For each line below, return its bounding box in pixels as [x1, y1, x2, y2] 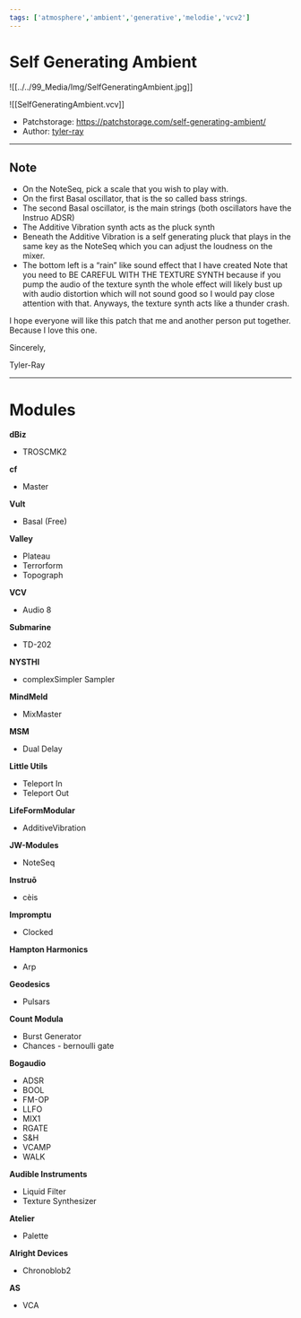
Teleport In [21, 778, 63, 789]
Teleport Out [21, 788, 69, 799]
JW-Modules [9, 840, 59, 851]
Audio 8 [21, 604, 52, 615]
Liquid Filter [21, 1186, 66, 1197]
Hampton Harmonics [9, 944, 89, 955]
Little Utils [9, 761, 48, 772]
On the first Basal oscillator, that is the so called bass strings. [21, 194, 248, 204]
